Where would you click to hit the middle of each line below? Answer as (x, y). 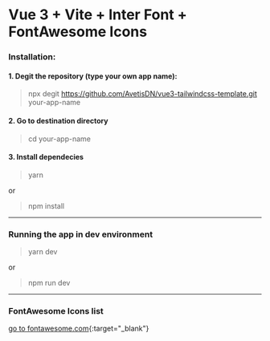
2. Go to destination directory (58, 120)
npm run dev (49, 283)
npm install (46, 205)
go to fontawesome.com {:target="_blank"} (79, 329)
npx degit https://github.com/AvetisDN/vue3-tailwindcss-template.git (142, 94)
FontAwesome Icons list (56, 311)
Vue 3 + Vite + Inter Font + (98, 15)
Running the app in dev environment (81, 234)
